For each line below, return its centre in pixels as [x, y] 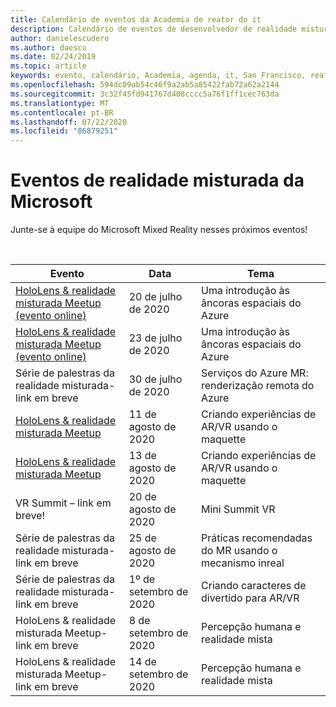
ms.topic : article [48, 66]
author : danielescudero [60, 38]
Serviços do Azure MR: [255, 373]
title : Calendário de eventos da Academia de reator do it [136, 19]
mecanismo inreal [243, 563]
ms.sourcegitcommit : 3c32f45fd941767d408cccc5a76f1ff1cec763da [145, 94]
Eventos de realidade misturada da [157, 180]
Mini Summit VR [238, 509]
